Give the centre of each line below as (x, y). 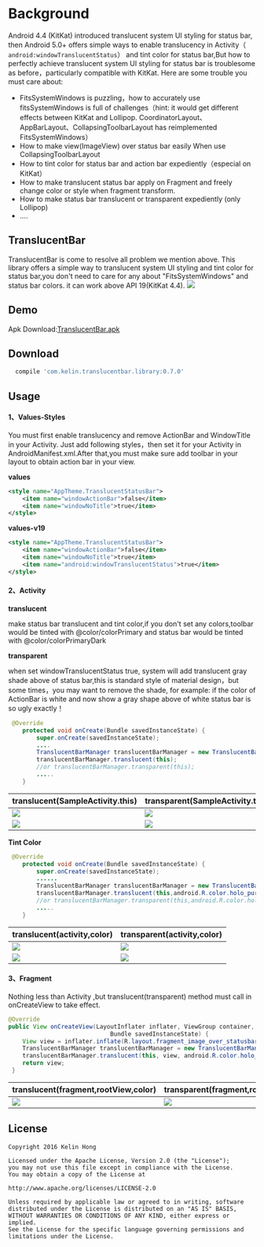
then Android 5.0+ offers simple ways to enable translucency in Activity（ (127, 45)
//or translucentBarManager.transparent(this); (115, 767)
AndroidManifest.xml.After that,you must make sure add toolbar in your (123, 453)
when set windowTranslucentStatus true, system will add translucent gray (128, 671)
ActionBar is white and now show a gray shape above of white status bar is (130, 699)
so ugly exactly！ (36, 708)
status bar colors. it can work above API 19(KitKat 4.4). (97, 285)
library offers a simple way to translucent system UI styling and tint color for (131, 267)
